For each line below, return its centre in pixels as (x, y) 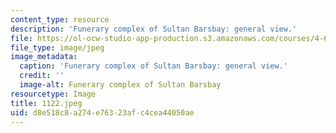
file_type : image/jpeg (57, 47)
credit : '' (42, 76)
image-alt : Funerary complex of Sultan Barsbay (120, 85)
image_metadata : (44, 57)
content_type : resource (60, 19)
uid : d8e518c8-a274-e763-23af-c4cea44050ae (102, 112)
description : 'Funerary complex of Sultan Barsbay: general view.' (154, 29)
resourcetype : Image (53, 94)
